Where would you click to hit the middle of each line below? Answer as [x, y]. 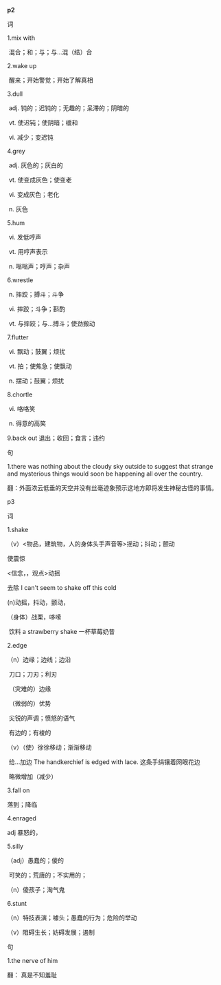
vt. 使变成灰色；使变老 [40, 180]
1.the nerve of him [33, 961]
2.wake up [22, 66]
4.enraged [22, 818]
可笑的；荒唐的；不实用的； [48, 875]
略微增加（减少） [33, 776]
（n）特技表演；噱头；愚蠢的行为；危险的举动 [72, 918]
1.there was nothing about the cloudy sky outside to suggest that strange [110, 466]
